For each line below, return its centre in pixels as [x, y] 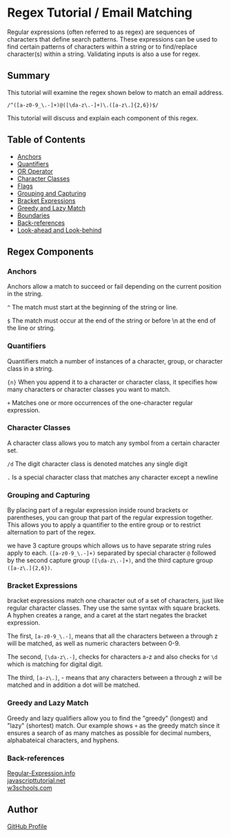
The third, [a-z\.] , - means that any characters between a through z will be [114, 678]
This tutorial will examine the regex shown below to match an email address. [115, 92]
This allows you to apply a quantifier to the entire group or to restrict [104, 525]
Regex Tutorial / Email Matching [100, 13]
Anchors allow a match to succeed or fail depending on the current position [114, 287]
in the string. [25, 294]
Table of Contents [47, 140]
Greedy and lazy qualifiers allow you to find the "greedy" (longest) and [108, 718]
